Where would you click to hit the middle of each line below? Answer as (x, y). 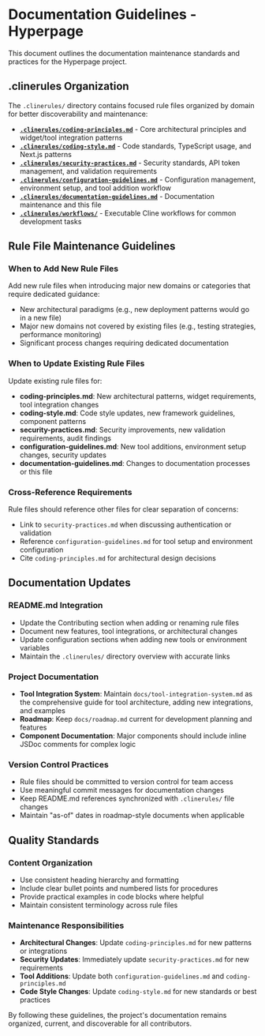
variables (34, 647)
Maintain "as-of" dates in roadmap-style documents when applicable (132, 816)
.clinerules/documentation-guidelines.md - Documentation (117, 196)
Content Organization (50, 862)
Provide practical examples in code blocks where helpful (112, 897)
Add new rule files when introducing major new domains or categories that (129, 286)
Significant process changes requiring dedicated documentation (124, 343)
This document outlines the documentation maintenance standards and (124, 53)
